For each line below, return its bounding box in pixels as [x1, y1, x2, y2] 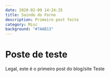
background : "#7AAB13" [5, 27, 54, 32]
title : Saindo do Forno [5, 12, 56, 17]
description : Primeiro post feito [5, 17, 79, 22]
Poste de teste [5, 49, 68, 61]
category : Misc [5, 22, 38, 27]
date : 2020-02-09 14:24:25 [5, 7, 63, 13]
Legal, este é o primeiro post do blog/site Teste [5, 66, 105, 72]
